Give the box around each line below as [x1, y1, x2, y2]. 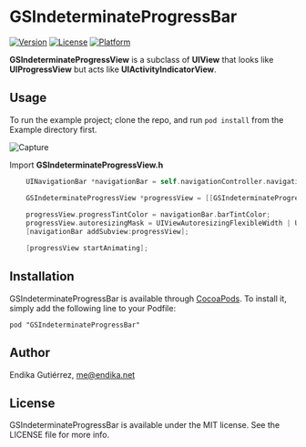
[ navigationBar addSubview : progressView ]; [25, 228, 189, 237]
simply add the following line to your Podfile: [9, 302, 176, 313]
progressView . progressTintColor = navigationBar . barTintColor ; [25, 210, 271, 219]
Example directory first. [9, 124, 97, 135]
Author [9, 345, 50, 361]
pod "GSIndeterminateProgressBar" [9, 320, 141, 330]
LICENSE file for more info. [9, 430, 110, 441]
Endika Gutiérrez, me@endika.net [9, 369, 136, 380]
